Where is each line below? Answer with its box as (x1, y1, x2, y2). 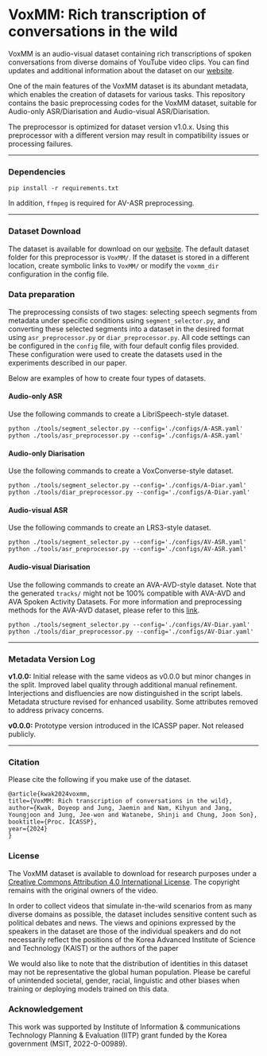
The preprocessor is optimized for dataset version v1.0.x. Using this (8, 122, 230, 131)
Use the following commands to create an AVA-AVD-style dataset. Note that (8, 580, 257, 589)
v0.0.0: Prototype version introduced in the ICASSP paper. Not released (8, 721, 245, 730)
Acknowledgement (8, 1003, 83, 1015)
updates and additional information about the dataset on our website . (8, 65, 234, 75)
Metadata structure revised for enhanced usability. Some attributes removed (8, 697, 258, 706)
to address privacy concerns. (8, 705, 105, 714)
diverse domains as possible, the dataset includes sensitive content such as (8, 909, 257, 919)
